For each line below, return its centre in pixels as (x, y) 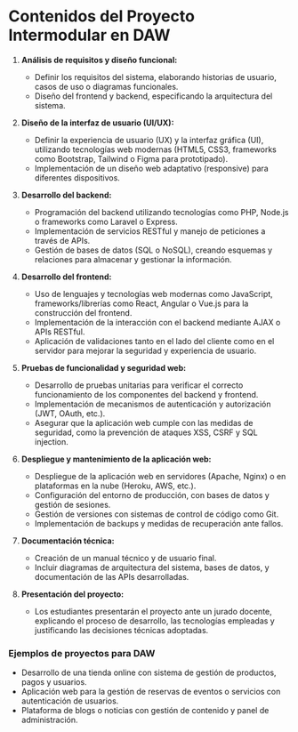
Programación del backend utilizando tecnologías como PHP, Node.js (161, 212)
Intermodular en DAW (89, 35)
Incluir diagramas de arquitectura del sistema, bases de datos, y (152, 567)
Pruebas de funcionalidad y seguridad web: (104, 367)
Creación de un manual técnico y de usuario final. (125, 558)
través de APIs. (62, 240)
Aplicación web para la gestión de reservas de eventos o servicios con (151, 692)
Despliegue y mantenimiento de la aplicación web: (116, 459)
